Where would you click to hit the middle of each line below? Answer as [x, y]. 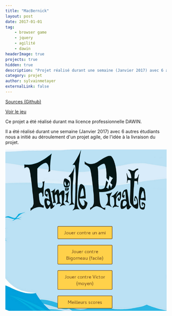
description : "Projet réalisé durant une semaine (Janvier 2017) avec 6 [84, 70]
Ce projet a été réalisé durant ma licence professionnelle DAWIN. [74, 121]
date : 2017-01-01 [24, 22]
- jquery [24, 38]
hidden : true [19, 65]
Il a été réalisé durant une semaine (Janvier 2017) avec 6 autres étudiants [82, 131]
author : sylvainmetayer [31, 81]
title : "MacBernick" [27, 11]
